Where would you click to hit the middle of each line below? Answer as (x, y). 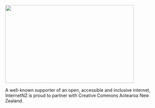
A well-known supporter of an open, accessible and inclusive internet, (78, 90)
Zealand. (14, 101)
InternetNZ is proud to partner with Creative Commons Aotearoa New (77, 95)
